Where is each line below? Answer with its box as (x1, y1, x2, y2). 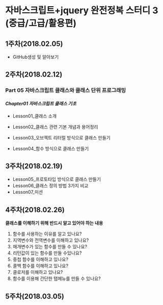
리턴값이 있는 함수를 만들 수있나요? (12, 250, 82, 256)
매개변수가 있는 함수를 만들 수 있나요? (12, 244, 88, 250)
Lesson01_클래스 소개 (12, 113, 57, 119)
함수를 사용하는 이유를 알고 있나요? (12, 231, 82, 237)
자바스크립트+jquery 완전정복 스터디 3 (5, 5, 158, 16)
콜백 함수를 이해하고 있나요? (12, 263, 69, 269)
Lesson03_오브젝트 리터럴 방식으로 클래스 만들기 (12, 134, 111, 140)
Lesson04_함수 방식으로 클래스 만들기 (12, 145, 89, 151)
